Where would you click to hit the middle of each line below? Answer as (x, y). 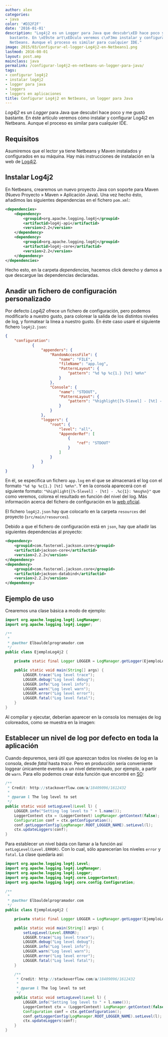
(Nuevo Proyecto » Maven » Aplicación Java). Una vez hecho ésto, (74, 195)
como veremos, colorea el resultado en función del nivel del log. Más (76, 497)
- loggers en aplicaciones (33, 94)
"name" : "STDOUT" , (78, 392)
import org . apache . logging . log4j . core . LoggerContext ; (62, 878)
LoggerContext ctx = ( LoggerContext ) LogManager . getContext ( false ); (87, 816)
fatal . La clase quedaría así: (34, 855)
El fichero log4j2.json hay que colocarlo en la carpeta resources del (75, 512)
